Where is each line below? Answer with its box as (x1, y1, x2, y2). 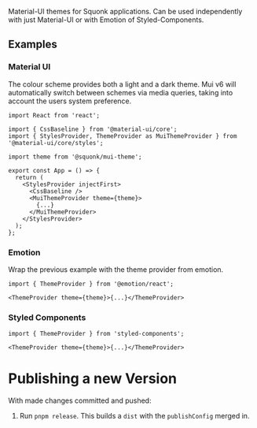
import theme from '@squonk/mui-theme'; (8, 153, 143, 161)
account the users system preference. (8, 96, 132, 106)
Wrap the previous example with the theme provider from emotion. (8, 264, 224, 274)
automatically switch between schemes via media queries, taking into (8, 87, 233, 97)
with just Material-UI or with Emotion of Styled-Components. (8, 15, 204, 24)
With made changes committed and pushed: (8, 396, 152, 405)
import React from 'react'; (8, 111, 101, 119)
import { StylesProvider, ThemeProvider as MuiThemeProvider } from (8, 132, 237, 140)
